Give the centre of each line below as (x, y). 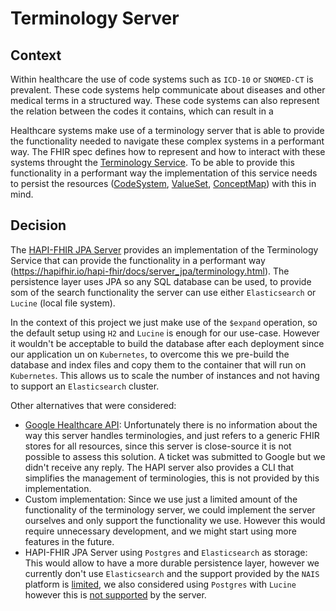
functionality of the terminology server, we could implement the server (170, 509)
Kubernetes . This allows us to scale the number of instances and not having (165, 375)
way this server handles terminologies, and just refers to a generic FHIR (172, 435)
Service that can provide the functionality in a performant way (138, 260)
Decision (38, 225)
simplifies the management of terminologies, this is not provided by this (172, 478)
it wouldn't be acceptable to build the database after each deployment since (167, 343)
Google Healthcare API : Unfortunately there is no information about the (171, 424)
